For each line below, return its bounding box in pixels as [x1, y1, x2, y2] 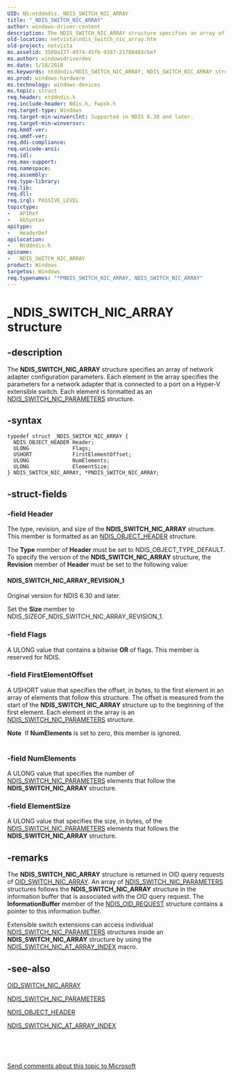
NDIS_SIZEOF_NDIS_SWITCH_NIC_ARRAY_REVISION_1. [7, 612, 164, 621]
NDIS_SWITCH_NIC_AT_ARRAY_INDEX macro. [7, 942, 138, 951]
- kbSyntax [7, 216, 45, 223]
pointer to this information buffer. [7, 907, 102, 915]
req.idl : [7, 152, 33, 160]
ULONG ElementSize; [13, 463, 110, 470]
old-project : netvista [7, 42, 73, 49]
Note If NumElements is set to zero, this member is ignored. [7, 729, 182, 737]
